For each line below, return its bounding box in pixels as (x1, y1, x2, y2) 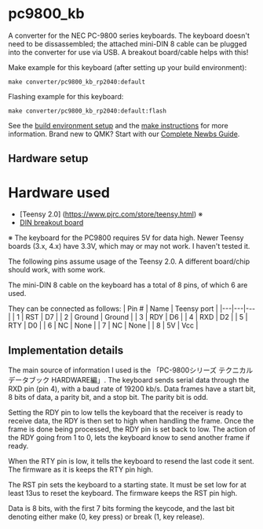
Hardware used (8, 183, 111, 202)
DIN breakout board (19, 218, 84, 228)
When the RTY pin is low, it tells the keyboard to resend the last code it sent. (8, 457, 255, 466)
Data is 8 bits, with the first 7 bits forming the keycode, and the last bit (8, 504, 235, 513)
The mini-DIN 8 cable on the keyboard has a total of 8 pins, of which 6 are (8, 280, 248, 290)
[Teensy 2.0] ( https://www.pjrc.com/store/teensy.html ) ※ (19, 209, 203, 219)
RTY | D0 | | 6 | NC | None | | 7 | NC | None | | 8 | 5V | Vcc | (8, 320, 199, 331)
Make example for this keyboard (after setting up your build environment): (8, 62, 247, 72)
